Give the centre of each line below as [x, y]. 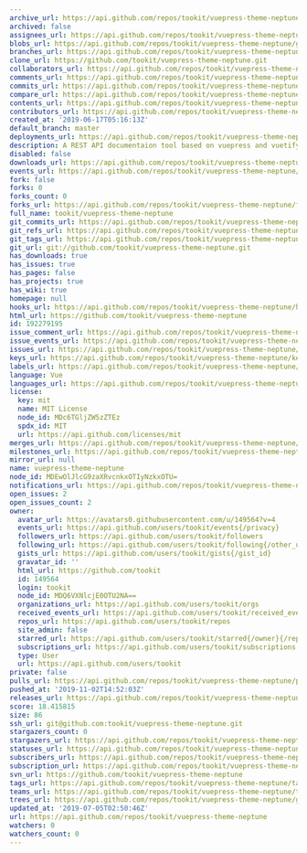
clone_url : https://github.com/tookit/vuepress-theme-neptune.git [138, 60]
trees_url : [30, 800]
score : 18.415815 [42, 706]
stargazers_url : [40, 741]
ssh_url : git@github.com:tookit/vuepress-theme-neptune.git [127, 723]
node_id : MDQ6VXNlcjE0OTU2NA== [77, 596]
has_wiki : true [38, 290]
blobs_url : [30, 43]
